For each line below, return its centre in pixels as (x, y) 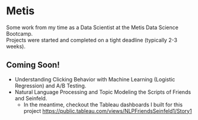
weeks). (16, 46)
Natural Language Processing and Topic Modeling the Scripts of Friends (103, 92)
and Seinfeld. (31, 98)
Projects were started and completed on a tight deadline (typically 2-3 (92, 40)
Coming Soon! (33, 65)
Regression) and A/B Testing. (50, 86)
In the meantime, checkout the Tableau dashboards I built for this (103, 105)
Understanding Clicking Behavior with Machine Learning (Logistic (95, 79)
